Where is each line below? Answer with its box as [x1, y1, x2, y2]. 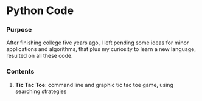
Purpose [6, 26, 32, 34]
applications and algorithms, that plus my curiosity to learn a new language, [6, 46, 196, 53]
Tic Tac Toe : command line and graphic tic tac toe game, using [15, 81, 173, 88]
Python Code [6, 4, 74, 18]
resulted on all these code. [6, 52, 73, 60]
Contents [6, 68, 35, 76]
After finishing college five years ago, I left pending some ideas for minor [6, 39, 189, 46]
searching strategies [15, 88, 67, 95]
